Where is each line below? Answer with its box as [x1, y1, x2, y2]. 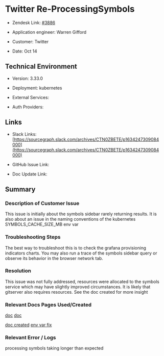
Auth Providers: [12, 104, 44, 110]
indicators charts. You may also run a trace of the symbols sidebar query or [5, 250, 158, 256]
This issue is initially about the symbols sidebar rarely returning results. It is [5, 211, 157, 217]
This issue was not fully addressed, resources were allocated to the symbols [5, 279, 160, 284]
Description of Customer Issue [5, 200, 80, 206]
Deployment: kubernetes [12, 85, 62, 91]
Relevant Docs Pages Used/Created [5, 301, 92, 308]
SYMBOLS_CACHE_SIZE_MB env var [5, 222, 79, 228]
